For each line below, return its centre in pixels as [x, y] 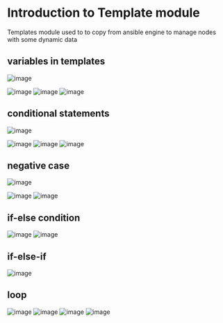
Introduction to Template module [104, 13]
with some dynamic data [42, 39]
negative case [39, 165]
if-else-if [27, 257]
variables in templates [56, 62]
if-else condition [44, 218]
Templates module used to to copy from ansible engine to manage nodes [112, 32]
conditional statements [58, 114]
